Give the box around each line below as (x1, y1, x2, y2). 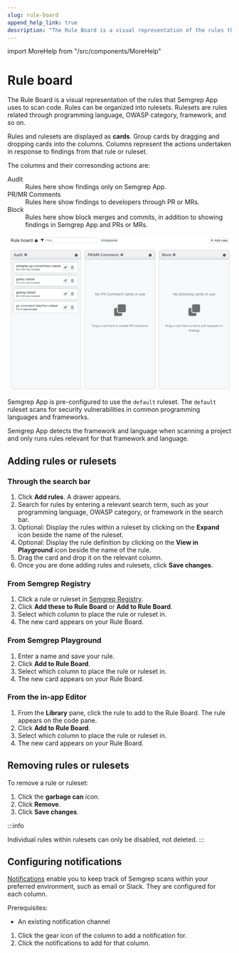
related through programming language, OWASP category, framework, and (7, 111, 226, 119)
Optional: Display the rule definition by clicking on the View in (17, 538, 199, 546)
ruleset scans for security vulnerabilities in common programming (7, 405, 201, 414)
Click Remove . (17, 800, 61, 808)
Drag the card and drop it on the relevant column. (17, 553, 163, 562)
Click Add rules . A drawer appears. (17, 493, 122, 501)
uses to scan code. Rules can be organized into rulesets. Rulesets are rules (7, 104, 228, 112)
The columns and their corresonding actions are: (7, 161, 151, 170)
